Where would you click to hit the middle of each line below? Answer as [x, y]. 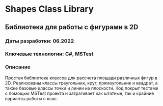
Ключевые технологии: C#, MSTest [49, 54]
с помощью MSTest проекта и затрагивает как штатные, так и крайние [80, 93]
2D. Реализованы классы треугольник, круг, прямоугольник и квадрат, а [81, 83]
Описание [18, 67]
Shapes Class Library [50, 9]
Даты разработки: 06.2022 [40, 41]
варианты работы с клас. [31, 98]
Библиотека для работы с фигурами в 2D [72, 27]
